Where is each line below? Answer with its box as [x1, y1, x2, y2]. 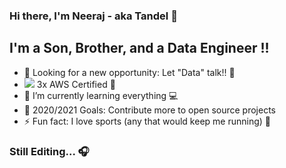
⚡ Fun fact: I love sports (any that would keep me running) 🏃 [23, 115, 271, 127]
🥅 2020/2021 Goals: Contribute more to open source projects [23, 104, 276, 116]
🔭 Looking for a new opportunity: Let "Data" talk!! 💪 [23, 66, 236, 78]
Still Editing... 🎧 [9, 144, 90, 158]
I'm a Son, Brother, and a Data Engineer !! [9, 40, 270, 57]
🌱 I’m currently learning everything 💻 [23, 89, 179, 101]
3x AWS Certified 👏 [36, 78, 116, 90]
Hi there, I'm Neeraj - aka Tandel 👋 [9, 9, 178, 23]
